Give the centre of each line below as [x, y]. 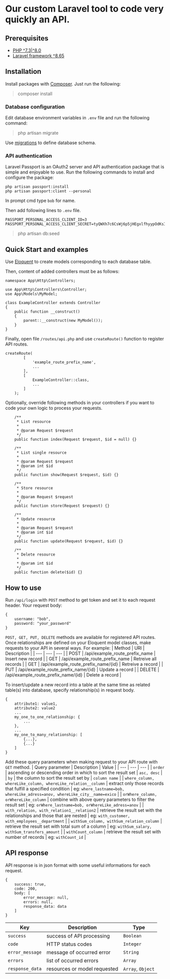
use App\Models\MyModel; [31, 294]
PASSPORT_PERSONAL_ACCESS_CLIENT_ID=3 [46, 220]
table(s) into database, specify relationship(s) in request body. [70, 690]
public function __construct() [47, 312]
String [131, 952]
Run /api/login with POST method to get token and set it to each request [80, 600]
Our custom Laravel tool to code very [84, 9]
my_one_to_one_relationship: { [47, 717]
